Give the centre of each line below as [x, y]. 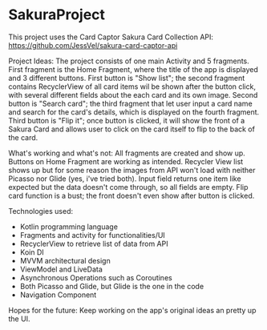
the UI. [19, 319]
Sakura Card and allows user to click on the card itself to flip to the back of [131, 129]
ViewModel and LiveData [61, 269]
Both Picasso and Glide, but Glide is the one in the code [112, 286]
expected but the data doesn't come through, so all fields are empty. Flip [128, 187]
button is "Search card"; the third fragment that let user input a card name [130, 103]
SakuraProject [57, 15]
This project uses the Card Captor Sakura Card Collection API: [111, 37]
